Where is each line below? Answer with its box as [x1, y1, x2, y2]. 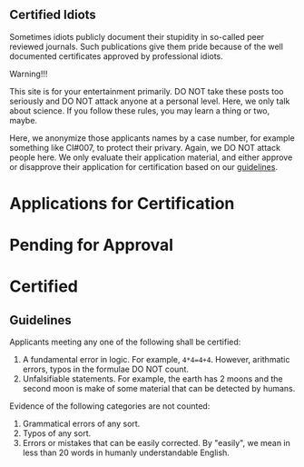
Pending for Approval [9, 235, 174, 255]
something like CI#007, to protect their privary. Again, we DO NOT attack [9, 142, 281, 153]
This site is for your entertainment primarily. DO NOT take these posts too [9, 85, 284, 96]
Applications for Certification [9, 194, 235, 214]
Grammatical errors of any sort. [22, 418, 141, 430]
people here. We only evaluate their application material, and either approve [9, 152, 293, 163]
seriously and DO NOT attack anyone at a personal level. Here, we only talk [9, 95, 290, 106]
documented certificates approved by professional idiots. [9, 50, 224, 62]
